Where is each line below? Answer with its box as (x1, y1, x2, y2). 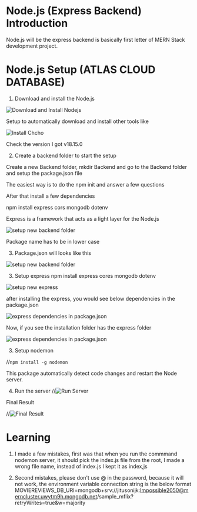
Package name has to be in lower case (6, 238, 100, 245)
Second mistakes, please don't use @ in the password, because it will (14, 474, 184, 481)
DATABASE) (6, 75, 65, 89)
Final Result (6, 398, 34, 405)
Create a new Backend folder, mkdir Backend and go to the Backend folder (6, 163, 187, 170)
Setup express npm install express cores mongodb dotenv (14, 272, 156, 279)
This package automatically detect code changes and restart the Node (6, 370, 178, 377)
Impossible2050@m (140, 487, 189, 494)
